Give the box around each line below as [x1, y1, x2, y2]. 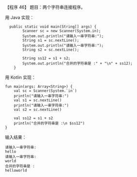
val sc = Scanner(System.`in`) [14, 88, 77, 93]
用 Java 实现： [5, 15, 34, 20]
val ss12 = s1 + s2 [14, 116, 53, 121]
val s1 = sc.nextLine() [14, 98, 62, 103]
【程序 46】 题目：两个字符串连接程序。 [5, 4, 86, 10]
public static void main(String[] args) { [9, 24, 97, 29]
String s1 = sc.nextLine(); [22, 38, 79, 43]
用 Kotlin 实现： [5, 74, 36, 80]
